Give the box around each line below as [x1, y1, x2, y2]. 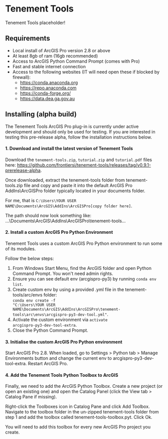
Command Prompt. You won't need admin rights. [12, 270, 113, 276]
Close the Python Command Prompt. [12, 327, 89, 333]
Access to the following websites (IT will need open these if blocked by [12, 69, 159, 75]
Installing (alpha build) [5, 110, 77, 118]
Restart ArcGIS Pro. [28, 361, 68, 367]
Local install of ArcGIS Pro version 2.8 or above [12, 47, 110, 53]
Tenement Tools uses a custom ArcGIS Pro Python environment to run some [5, 240, 162, 246]
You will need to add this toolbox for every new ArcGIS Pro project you [5, 424, 151, 430]
